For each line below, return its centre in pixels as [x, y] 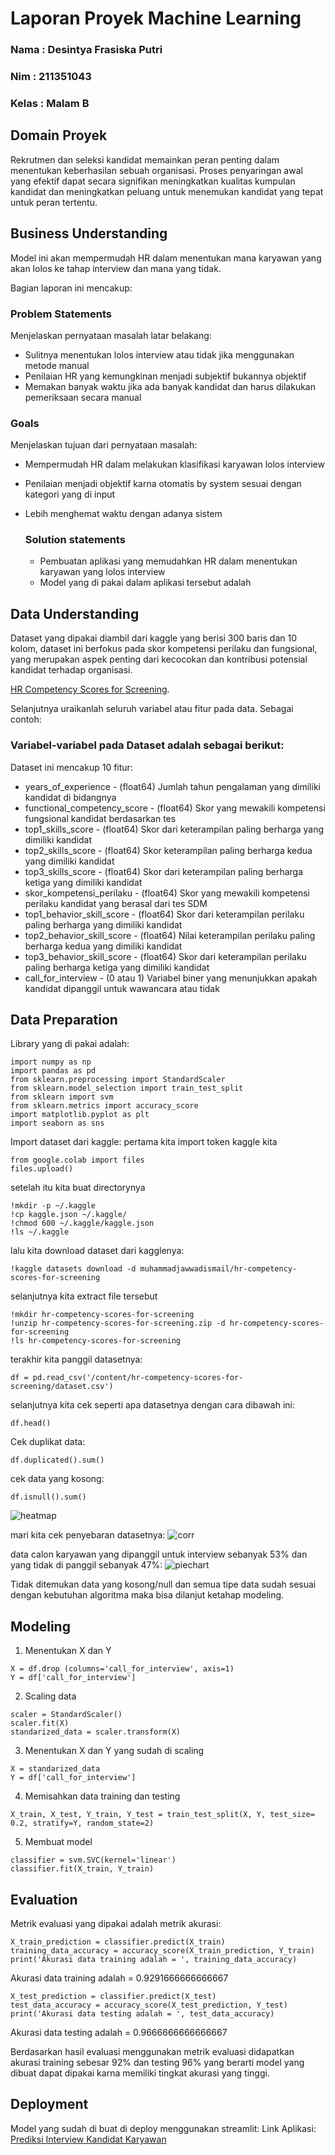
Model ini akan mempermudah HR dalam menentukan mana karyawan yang [166, 258]
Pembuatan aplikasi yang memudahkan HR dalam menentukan [168, 561]
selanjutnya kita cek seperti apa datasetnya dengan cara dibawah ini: [152, 1405]
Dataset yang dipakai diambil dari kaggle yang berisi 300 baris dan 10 [153, 638]
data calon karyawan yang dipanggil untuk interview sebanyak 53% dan [159, 1554]
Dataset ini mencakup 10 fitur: [71, 767]
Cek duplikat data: [48, 1442]
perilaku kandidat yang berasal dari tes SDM [116, 903]
